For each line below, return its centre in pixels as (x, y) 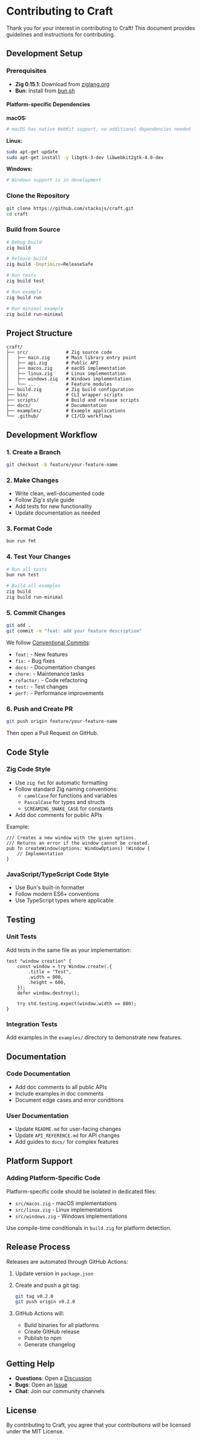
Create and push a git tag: (48, 1285)
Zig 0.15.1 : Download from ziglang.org (62, 84)
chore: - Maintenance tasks (50, 674)
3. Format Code (29, 528)
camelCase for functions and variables (71, 795)
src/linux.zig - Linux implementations (64, 1209)
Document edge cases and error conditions (69, 1100)
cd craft (17, 214)
